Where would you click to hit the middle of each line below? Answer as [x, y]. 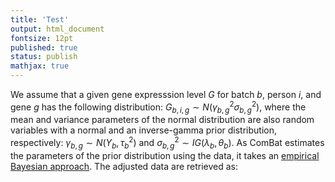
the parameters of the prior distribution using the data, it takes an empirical [165, 155]
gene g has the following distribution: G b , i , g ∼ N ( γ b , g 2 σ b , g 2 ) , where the [158, 107]
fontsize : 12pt [42, 38]
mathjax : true [40, 66]
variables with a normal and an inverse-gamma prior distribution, [144, 130]
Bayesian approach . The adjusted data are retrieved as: [124, 166]
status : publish [44, 57]
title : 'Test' [40, 19]
